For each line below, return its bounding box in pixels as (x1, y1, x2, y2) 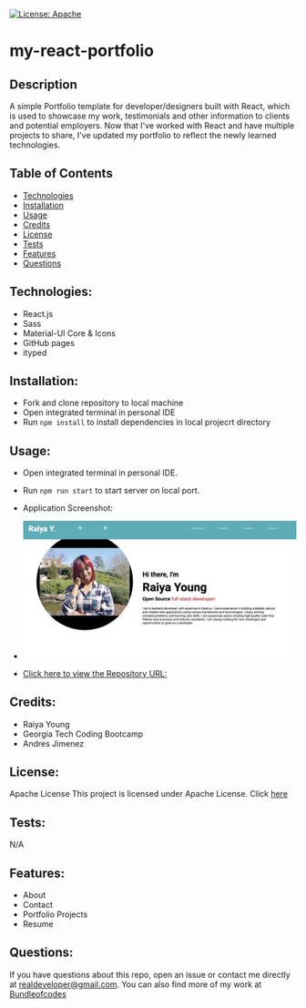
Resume (22, 918, 54, 929)
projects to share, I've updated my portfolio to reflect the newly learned (9, 130, 277, 140)
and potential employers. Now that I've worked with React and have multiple (9, 120, 295, 131)
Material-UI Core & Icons (22, 328, 117, 339)
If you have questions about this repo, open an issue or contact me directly (9, 969, 291, 980)
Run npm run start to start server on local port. (22, 485, 200, 496)
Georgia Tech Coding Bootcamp (22, 728, 144, 739)
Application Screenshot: (22, 503, 114, 514)
